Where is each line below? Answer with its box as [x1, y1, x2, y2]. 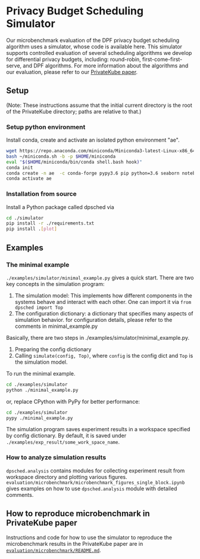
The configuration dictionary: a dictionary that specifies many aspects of [14, 309, 193, 317]
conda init [6, 164, 33, 171]
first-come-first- [142, 56, 183, 63]
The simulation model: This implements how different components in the [14, 291, 192, 299]
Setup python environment [6, 122, 86, 131]
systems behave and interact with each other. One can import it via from [14, 298, 192, 305]
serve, [6, 62, 22, 69]
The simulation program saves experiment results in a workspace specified [6, 426, 190, 433]
